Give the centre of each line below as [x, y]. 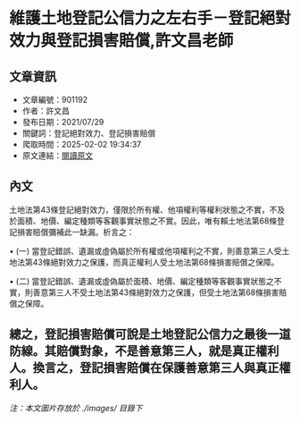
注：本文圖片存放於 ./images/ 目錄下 [76, 408]
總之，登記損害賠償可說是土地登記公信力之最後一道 [150, 335]
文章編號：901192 [54, 100]
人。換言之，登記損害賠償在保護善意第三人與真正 [144, 368]
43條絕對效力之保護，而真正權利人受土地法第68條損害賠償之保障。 [156, 262]
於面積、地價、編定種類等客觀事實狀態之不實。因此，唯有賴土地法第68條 [143, 221]
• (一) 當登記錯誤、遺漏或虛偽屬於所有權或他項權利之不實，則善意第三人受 [146, 250]
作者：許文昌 [46, 111]
